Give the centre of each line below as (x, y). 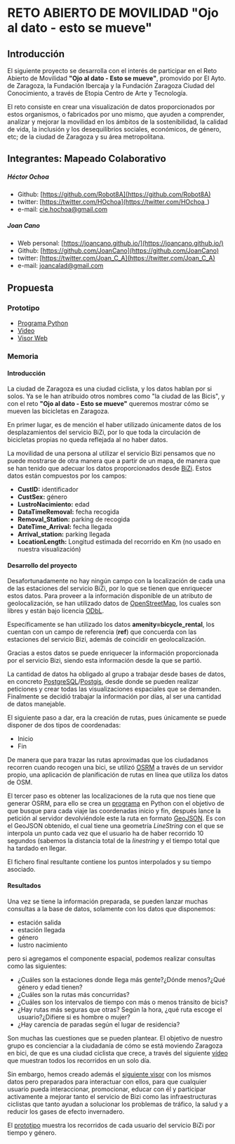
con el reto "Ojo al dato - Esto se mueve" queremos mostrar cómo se (108, 404)
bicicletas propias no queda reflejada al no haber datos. (88, 440)
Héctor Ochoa (28, 177)
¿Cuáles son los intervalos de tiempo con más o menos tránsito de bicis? (122, 1002)
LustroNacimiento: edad (53, 504)
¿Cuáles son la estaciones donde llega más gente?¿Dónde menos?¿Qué (121, 979)
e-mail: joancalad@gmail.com (60, 266)
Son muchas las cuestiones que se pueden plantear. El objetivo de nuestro (115, 1038)
